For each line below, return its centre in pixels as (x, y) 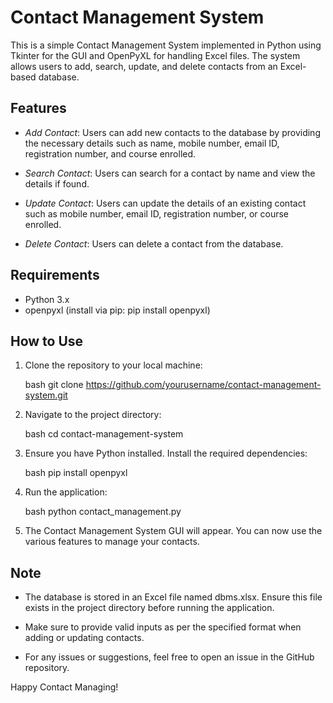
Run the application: (66, 492)
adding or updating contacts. (84, 638)
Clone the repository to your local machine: (113, 365)
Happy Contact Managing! (64, 687)
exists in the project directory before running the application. (149, 608)
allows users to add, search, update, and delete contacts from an (144, 66)
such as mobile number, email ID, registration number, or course (156, 213)
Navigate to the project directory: (93, 415)
